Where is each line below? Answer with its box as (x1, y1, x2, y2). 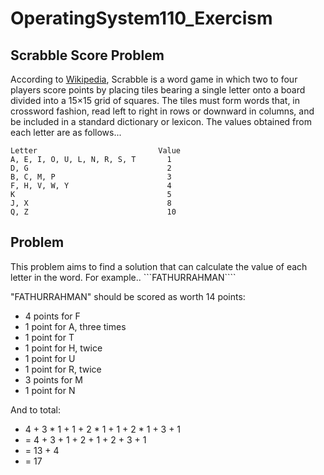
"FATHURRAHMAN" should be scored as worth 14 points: (10, 290, 246, 302)
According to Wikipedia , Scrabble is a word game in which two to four (10, 73, 298, 85)
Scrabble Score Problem (10, 47, 165, 64)
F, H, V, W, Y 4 (10, 181, 172, 191)
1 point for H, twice (24, 342, 103, 354)
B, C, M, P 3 (10, 172, 172, 182)
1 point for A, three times (24, 320, 127, 332)
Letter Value (10, 146, 182, 156)
